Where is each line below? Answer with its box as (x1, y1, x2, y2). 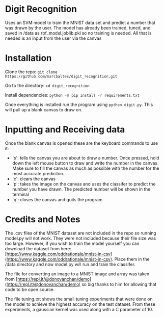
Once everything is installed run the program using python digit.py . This (5, 102, 153, 107)
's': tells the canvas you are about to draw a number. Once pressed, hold (12, 155, 160, 160)
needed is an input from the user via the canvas (5, 35, 102, 41)
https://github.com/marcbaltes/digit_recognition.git (5, 74, 118, 79)
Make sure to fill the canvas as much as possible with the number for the (12, 165, 160, 171)
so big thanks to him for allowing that (82, 281, 157, 287)
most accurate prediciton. (12, 170, 65, 176)
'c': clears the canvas (12, 176, 55, 182)
